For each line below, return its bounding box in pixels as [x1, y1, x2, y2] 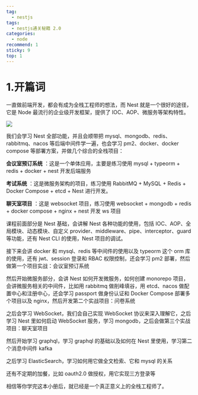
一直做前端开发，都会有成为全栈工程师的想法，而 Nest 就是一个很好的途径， [6, 101, 192, 108]
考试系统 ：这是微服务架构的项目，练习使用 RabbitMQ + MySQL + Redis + [6, 179, 187, 187]
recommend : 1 [6, 42, 39, 48]
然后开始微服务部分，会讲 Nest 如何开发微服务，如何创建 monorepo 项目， [6, 274, 189, 282]
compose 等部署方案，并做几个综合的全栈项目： [6, 147, 124, 154]
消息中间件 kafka [11, 345, 53, 352]
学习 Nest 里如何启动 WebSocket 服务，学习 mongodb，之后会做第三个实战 [6, 317, 191, 324]
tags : [6, 20, 20, 26]
